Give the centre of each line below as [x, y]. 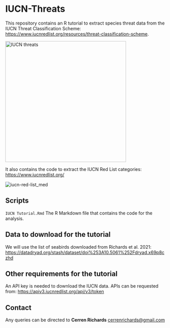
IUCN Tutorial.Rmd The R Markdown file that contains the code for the [79, 213]
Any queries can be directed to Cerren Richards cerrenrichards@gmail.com [85, 320]
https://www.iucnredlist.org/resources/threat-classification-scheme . [77, 34]
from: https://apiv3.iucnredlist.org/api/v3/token [55, 292]
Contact [18, 308]
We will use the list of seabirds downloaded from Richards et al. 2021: [78, 247]
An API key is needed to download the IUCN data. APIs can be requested [82, 286]
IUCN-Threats [35, 9]
